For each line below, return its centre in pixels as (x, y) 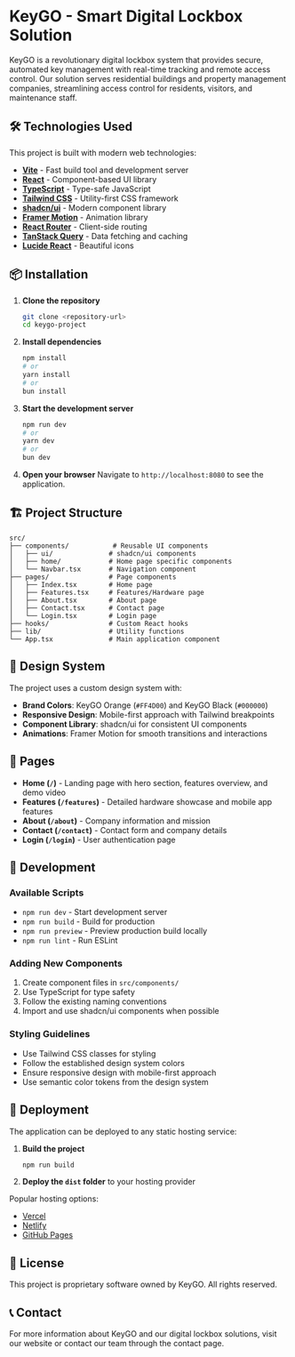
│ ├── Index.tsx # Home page (81, 584)
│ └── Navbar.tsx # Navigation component (103, 569)
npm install (44, 358)
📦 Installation (49, 274)
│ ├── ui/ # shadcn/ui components (103, 553)
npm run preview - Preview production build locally (115, 931)
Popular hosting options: (54, 1199)
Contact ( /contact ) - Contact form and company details (124, 830)
